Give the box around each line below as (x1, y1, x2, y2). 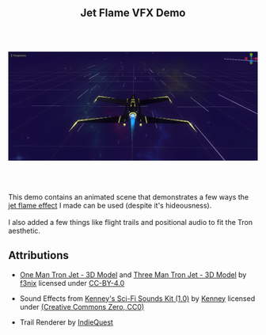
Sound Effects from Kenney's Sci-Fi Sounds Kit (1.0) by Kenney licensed (19, 293, 256, 303)
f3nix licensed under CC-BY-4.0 (19, 278, 125, 287)
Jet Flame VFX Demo (80, 6, 186, 20)
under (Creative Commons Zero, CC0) (19, 302, 145, 311)
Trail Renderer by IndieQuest (19, 317, 113, 327)
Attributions (8, 249, 70, 262)
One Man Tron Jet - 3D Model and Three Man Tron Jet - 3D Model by (19, 269, 247, 280)
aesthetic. (8, 226, 41, 235)
